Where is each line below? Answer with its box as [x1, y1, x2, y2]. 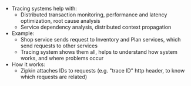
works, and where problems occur [20, 55, 104, 61]
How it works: [11, 61, 45, 68]
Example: [11, 30, 35, 37]
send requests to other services [20, 42, 98, 49]
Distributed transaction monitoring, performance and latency [20, 11, 167, 18]
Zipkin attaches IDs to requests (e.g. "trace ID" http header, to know [20, 67, 185, 74]
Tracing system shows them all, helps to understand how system [20, 49, 178, 55]
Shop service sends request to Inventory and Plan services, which [20, 36, 181, 43]
